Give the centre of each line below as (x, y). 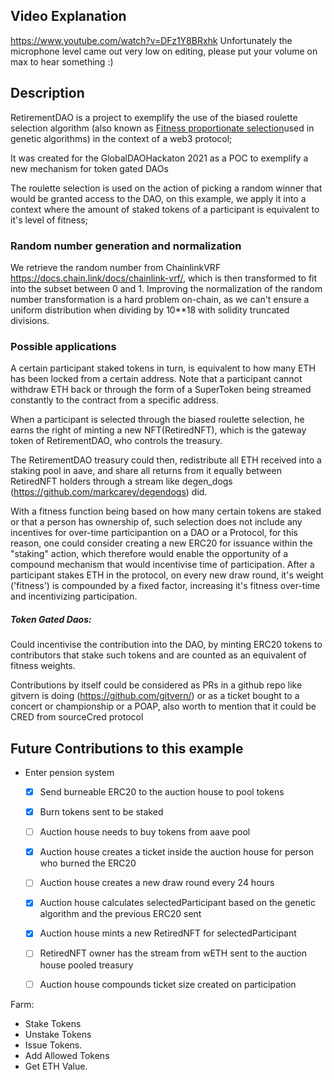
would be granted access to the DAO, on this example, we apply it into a (158, 198)
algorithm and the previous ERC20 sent (120, 914)
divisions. (30, 320)
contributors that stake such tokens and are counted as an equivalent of (158, 655)
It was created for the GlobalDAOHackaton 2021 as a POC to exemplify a (159, 158)
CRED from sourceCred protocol (77, 717)
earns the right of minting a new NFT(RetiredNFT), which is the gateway (158, 430)
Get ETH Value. (56, 1066)
